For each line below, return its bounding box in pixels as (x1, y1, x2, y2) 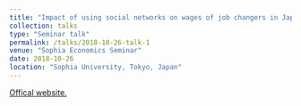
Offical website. (9, 86, 67, 98)
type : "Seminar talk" (9, 29, 90, 38)
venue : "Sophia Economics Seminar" (9, 46, 142, 55)
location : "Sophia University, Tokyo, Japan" (9, 63, 182, 72)
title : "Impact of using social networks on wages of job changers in (9, 12, 279, 22)
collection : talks (9, 21, 78, 30)
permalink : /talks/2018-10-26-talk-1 (9, 37, 150, 47)
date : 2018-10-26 (9, 54, 74, 63)
